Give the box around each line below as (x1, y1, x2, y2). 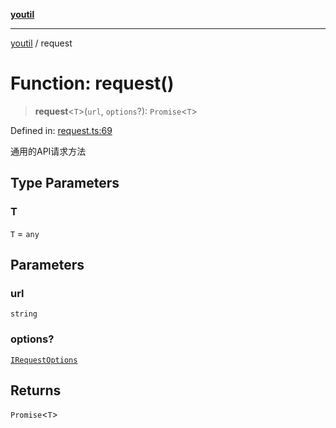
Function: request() (10, 72, 175, 95)
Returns (10, 382, 62, 399)
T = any (10, 227, 40, 239)
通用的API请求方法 (10, 145, 87, 157)
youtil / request (10, 37, 73, 49)
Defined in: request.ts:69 (10, 124, 113, 136)
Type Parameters (10, 175, 120, 192)
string (10, 309, 38, 319)
